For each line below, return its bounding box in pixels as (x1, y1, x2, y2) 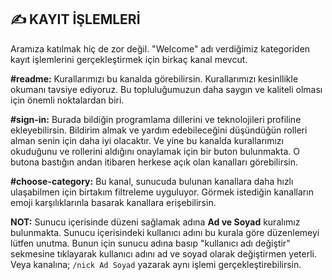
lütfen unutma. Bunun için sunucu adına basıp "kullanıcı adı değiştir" (10, 237, 291, 249)
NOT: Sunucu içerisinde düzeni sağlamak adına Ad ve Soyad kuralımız (10, 216, 301, 228)
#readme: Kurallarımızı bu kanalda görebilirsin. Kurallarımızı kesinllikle (10, 72, 299, 85)
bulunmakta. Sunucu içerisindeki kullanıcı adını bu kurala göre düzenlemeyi (10, 226, 320, 238)
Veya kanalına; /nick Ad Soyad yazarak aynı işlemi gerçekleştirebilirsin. (10, 258, 302, 270)
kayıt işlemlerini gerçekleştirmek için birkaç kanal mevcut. (10, 53, 248, 65)
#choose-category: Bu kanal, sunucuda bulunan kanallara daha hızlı (10, 175, 294, 187)
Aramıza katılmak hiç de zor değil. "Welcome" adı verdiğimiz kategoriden (10, 42, 311, 55)
